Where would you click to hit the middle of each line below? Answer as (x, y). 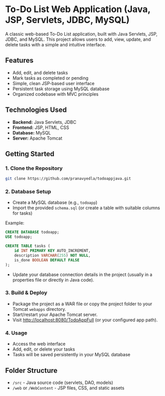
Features (19, 61)
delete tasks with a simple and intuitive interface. (56, 44)
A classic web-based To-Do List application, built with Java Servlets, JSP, (81, 34)
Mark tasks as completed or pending (50, 78)
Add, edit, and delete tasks (40, 73)
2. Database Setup (28, 191)
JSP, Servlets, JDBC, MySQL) (67, 20)
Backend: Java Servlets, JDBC (44, 122)
